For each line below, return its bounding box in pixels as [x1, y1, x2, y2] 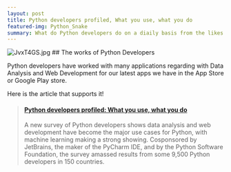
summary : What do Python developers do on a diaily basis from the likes [7, 29, 224, 37]
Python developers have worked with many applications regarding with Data [7, 61, 224, 70]
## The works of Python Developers [51, 48, 155, 57]
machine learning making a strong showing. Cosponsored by [23, 135, 197, 144]
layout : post [7, 10, 45, 17]
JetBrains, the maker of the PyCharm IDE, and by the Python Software [23, 143, 223, 151]
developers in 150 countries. [23, 157, 105, 166]
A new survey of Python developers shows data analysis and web [23, 121, 212, 129]
